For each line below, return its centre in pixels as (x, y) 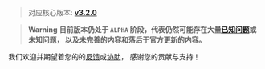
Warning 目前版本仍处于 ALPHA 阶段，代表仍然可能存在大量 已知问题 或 (142, 30)
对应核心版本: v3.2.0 (63, 12)
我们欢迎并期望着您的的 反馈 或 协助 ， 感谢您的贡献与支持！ (104, 57)
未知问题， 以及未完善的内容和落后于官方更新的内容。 (117, 40)
